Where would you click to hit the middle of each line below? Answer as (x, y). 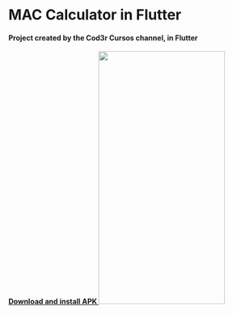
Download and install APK (53, 302)
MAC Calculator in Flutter (95, 15)
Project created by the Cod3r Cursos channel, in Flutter (103, 37)
